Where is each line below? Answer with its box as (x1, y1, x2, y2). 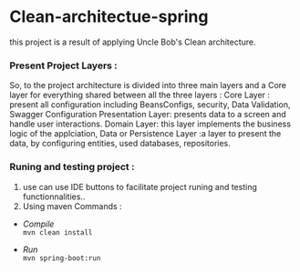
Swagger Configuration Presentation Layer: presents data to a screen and (9, 109, 286, 120)
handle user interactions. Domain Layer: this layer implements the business (9, 118, 292, 129)
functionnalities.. (22, 191, 86, 202)
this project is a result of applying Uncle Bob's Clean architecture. (9, 36, 257, 47)
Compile (22, 218, 55, 229)
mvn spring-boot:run (22, 253, 101, 263)
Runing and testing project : (9, 161, 135, 174)
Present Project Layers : (9, 59, 119, 72)
